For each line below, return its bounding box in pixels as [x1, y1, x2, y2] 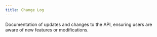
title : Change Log [5, 7, 44, 13]
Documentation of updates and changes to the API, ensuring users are [5, 21, 152, 27]
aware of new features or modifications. [5, 26, 89, 33]
